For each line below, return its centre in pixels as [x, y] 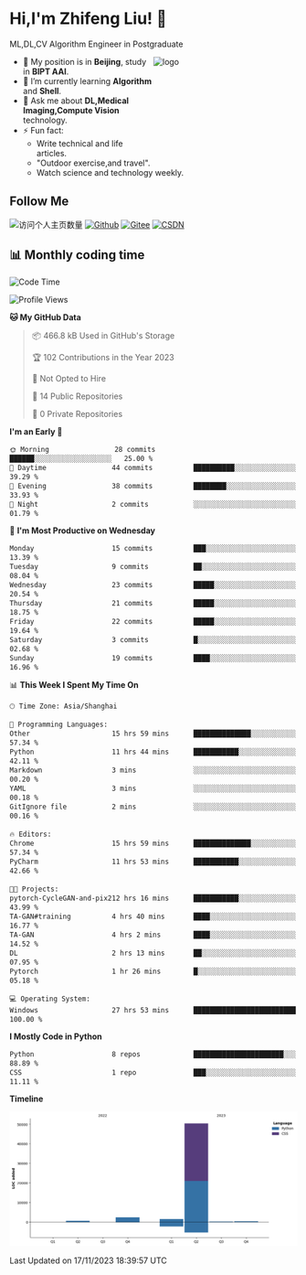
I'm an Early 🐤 [36, 431]
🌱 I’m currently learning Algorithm [87, 80]
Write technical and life [79, 143]
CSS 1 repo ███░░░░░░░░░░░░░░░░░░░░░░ [153, 1072]
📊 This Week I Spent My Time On [74, 684]
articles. [51, 153]
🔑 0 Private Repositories [77, 413]
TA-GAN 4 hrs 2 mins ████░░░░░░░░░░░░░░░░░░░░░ [153, 935]
